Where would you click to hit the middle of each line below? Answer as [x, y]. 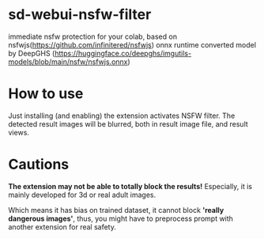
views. [19, 132]
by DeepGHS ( [32, 53]
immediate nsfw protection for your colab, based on [93, 36]
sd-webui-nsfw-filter [80, 15]
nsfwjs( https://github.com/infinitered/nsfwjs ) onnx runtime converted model [132, 44]
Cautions [39, 165]
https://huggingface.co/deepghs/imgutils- [123, 53]
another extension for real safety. [62, 226]
